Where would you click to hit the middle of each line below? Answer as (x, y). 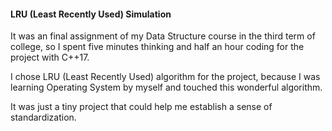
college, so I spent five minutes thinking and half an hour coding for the (157, 47)
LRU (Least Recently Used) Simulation (91, 14)
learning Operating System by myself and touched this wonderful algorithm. (166, 87)
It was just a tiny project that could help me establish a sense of (141, 107)
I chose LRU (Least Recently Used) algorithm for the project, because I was (165, 77)
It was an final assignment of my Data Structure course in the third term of (163, 36)
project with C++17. (50, 57)
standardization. (43, 117)
